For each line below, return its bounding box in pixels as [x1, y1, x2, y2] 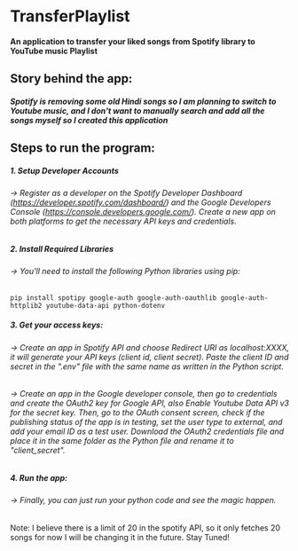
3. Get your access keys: [10, 319, 104, 330]
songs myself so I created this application [10, 114, 169, 125]
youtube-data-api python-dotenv [45, 301, 166, 310]
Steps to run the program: [10, 140, 156, 156]
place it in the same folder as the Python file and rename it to [10, 436, 234, 446]
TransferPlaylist [10, 6, 131, 27]
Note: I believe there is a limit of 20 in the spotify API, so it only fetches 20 [10, 522, 281, 533]
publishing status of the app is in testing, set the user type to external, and [10, 417, 283, 428]
